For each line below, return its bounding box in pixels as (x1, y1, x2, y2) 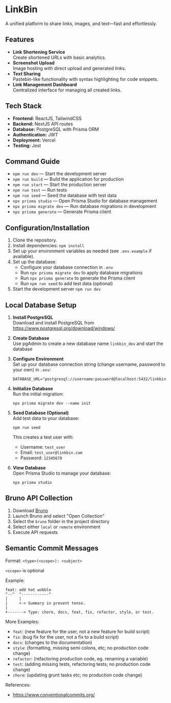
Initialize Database (12, 386, 54, 391)
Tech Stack (5, 102, 42, 110)
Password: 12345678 (20, 455, 62, 461)
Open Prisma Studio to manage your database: (12, 470, 111, 476)
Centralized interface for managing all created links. (12, 87, 122, 93)
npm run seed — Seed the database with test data (12, 193, 117, 199)
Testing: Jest (12, 142, 41, 149)
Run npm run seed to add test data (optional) (20, 280, 113, 287)
